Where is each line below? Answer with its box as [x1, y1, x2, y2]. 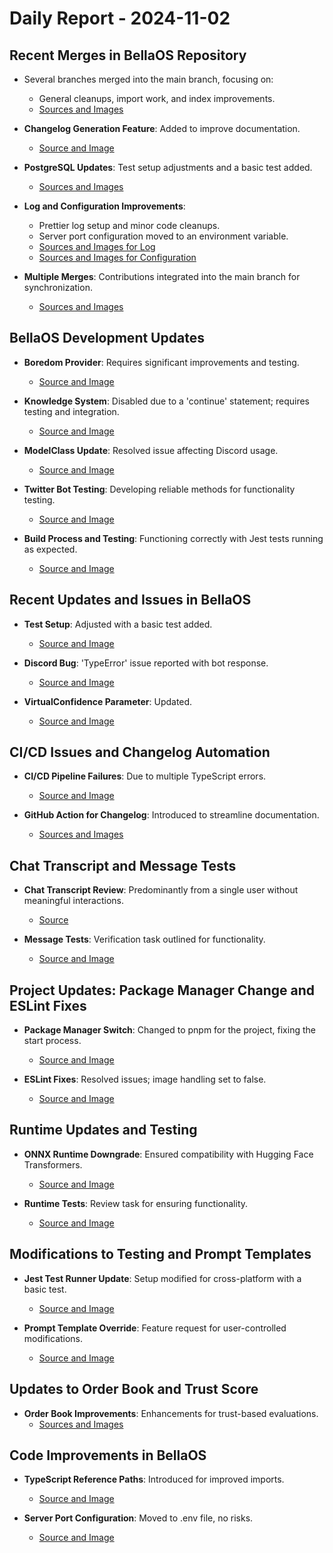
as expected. [23, 543, 78, 555]
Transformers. [23, 1158, 83, 1171]
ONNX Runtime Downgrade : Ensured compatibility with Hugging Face [23, 1148, 314, 1160]
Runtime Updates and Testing [9, 1122, 198, 1139]
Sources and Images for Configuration [38, 252, 197, 263]
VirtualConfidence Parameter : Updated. [23, 695, 193, 707]
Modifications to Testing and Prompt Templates [9, 1246, 312, 1263]
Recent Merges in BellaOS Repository [9, 47, 247, 64]
